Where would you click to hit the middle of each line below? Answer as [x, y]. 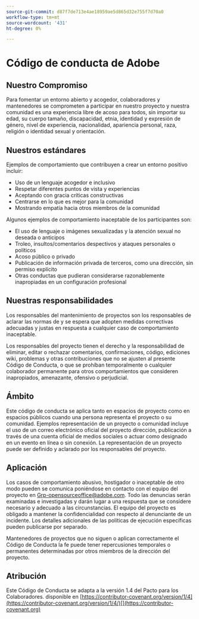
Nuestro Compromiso [47, 85]
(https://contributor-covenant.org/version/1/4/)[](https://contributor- [90, 603]
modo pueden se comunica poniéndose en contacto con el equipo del [92, 489]
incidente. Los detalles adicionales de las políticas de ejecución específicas [99, 520]
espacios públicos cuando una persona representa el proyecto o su [89, 417]
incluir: [15, 171]
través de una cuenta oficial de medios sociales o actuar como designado [97, 436]
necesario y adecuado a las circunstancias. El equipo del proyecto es [91, 507]
